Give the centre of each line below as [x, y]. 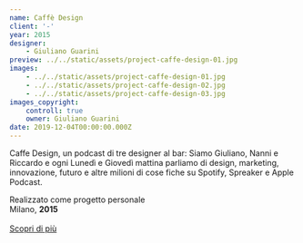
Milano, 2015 [34, 209]
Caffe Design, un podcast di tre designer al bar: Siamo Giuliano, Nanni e [144, 153]
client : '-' [32, 26]
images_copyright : [44, 102]
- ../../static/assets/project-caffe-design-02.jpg [126, 85]
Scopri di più [33, 228]
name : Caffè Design [46, 18]
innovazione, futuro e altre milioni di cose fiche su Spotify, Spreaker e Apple [151, 172]
